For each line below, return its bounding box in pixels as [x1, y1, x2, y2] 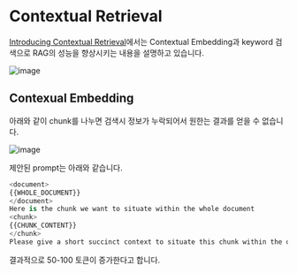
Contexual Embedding [9, 91, 134, 106]
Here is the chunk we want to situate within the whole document [9, 205, 255, 214]
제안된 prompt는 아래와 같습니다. [9, 162, 123, 173]
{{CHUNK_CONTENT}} [9, 221, 77, 231]
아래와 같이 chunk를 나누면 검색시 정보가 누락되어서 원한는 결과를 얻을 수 [9, 115, 261, 125]
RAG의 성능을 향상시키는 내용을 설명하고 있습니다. [32, 47, 205, 58]
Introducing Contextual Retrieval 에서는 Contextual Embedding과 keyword [9, 36, 274, 47]
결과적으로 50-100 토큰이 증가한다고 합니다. [9, 254, 161, 265]
